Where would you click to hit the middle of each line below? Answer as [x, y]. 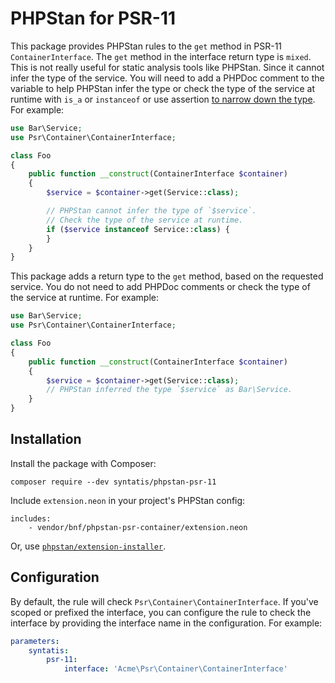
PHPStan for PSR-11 [93, 18]
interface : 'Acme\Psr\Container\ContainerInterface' [175, 669]
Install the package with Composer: [83, 463]
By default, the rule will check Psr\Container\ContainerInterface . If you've [164, 601]
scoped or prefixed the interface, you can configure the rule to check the [161, 612]
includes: [31, 518]
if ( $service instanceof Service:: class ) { [138, 229]
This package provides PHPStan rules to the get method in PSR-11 [146, 46]
